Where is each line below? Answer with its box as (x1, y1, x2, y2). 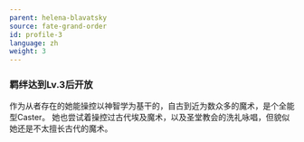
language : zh (9, 38, 59, 48)
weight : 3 (9, 47, 47, 56)
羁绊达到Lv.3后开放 (9, 79, 93, 91)
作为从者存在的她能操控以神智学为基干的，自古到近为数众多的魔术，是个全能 (9, 100, 295, 111)
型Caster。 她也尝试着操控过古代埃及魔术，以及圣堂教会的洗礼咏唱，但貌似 (9, 112, 290, 123)
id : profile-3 (9, 30, 63, 39)
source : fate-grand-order (9, 22, 107, 31)
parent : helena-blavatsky (9, 13, 107, 23)
